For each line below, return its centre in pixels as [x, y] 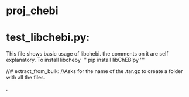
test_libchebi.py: [48, 38]
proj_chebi [32, 11]
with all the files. [26, 78]
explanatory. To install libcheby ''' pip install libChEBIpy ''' [75, 60]
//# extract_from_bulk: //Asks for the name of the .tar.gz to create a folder [94, 71]
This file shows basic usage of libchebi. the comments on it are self [87, 54]
